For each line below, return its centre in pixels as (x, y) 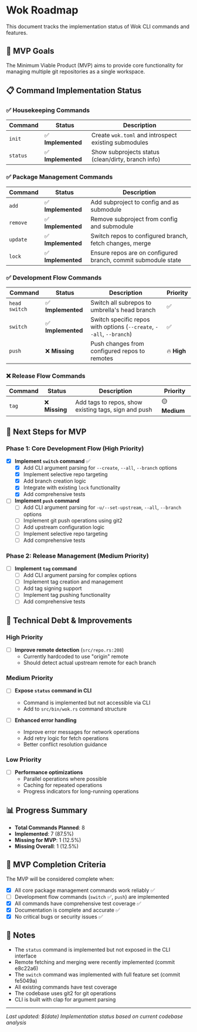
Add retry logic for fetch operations (66, 738)
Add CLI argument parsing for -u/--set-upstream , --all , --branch (102, 507)
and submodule (112, 226)
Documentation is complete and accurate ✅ (67, 910)
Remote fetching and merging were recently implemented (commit (95, 962)
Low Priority (24, 759)
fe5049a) (26, 980)
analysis (16, 1022)
